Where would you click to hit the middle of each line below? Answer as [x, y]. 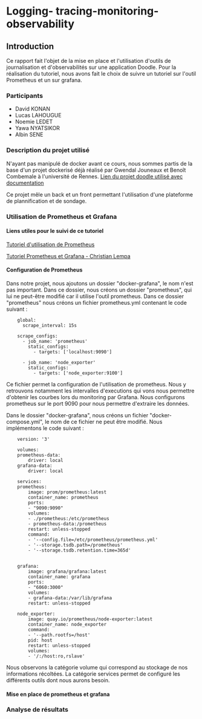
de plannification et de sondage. [47, 201]
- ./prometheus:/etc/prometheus [69, 518]
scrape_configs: [38, 336]
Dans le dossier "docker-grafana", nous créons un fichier [77, 415]
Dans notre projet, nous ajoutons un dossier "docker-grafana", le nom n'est [100, 283]
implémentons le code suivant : [45, 428]
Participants [25, 96]
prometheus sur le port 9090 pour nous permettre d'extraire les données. [98, 403]
